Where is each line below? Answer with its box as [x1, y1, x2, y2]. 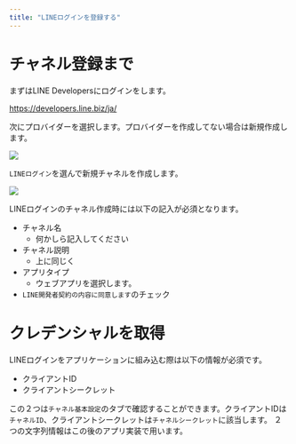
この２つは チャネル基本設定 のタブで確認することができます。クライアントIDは [9, 403, 287, 414]
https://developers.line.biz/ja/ [9, 103, 117, 114]
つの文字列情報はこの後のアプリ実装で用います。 [9, 425, 188, 436]
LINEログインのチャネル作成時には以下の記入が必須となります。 [9, 203, 244, 214]
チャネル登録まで [9, 54, 134, 74]
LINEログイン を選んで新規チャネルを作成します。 [9, 168, 183, 178]
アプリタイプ [21, 266, 69, 277]
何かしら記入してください [35, 233, 129, 244]
